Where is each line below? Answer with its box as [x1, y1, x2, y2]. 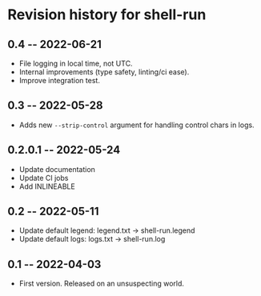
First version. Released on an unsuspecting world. [18, 278, 185, 289]
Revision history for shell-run [7, 6, 207, 24]
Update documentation [18, 164, 95, 174]
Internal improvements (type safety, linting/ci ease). [18, 67, 190, 77]
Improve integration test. [18, 76, 101, 85]
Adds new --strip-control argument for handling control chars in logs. [18, 120, 255, 130]
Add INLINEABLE [18, 182, 75, 191]
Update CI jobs [18, 173, 69, 182]
